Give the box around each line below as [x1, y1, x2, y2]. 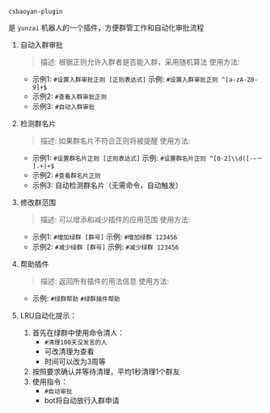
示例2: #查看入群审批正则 [32, 91, 108, 101]
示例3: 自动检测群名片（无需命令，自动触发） [32, 180, 184, 190]
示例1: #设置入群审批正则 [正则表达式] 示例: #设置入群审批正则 [32, 74, 218, 84]
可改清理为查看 [44, 347, 95, 356]
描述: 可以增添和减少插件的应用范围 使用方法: [40, 215, 191, 224]
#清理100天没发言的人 [44, 339, 108, 347]
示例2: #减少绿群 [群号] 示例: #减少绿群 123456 [32, 242, 179, 251]
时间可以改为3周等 [44, 356, 107, 366]
